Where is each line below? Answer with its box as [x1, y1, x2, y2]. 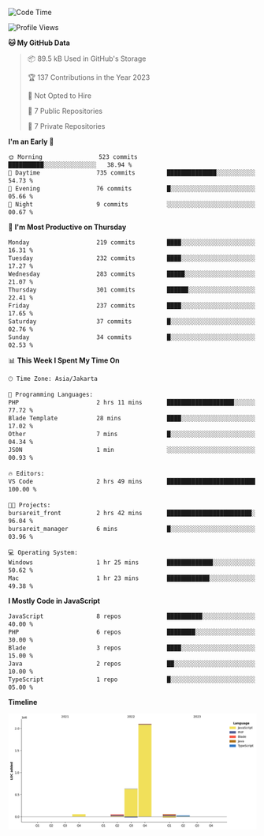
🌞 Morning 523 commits [8, 153, 138, 161]
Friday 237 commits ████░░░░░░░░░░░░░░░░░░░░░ [8, 302, 256, 310]
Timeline [8, 698, 38, 706]
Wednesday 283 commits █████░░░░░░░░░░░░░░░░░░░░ [8, 270, 256, 278]
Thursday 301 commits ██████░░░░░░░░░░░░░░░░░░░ [8, 286, 256, 294]
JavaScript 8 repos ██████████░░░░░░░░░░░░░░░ [8, 612, 256, 620]
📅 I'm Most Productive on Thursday [8, 222, 127, 232]
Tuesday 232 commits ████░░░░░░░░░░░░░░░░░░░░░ [8, 254, 256, 262]
